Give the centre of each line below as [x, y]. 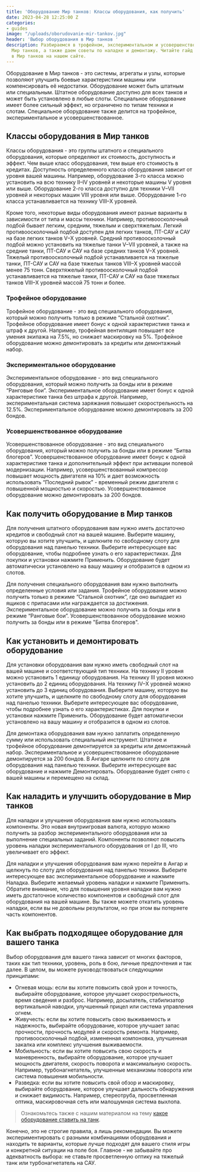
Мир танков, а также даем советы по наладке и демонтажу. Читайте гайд [102, 51]
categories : [21, 23]
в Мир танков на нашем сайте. [49, 56]
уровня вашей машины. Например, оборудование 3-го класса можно [95, 176]
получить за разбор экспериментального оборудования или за [87, 833]
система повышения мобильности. [60, 1076]
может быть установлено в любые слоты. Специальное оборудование [96, 99]
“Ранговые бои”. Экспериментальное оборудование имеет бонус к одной [100, 390]
